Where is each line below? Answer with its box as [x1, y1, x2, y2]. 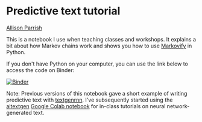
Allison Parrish [6, 24, 42, 31]
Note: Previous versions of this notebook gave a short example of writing [6, 90, 188, 97]
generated [6, 109, 32, 116]
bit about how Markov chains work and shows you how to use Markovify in [6, 42, 192, 49]
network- [166, 102, 190, 109]
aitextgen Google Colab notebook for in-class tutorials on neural [6, 102, 166, 109]
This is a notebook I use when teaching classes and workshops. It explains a [6, 35, 197, 43]
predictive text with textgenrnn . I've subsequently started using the [6, 96, 173, 103]
